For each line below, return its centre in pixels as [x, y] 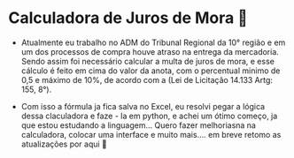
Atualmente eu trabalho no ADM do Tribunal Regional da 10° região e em [153, 42]
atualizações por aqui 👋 [64, 144]
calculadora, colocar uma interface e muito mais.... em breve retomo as [151, 134]
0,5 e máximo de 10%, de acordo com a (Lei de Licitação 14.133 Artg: [147, 79]
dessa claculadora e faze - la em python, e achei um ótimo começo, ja [149, 116]
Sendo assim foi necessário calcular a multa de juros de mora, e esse [148, 61]
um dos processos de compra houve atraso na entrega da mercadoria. [150, 51]
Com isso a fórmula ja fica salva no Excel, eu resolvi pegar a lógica [143, 106]
